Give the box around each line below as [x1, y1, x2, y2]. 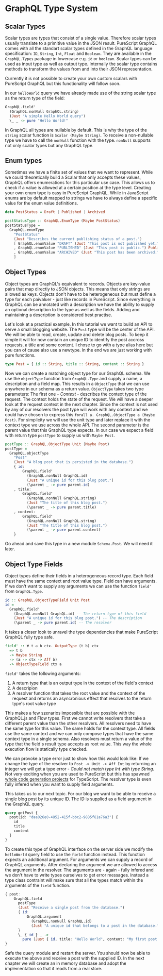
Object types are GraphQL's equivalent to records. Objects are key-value [5, 281, 150, 286]
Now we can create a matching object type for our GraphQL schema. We [5, 370, 151, 376]
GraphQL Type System [5, 3, 98, 14]
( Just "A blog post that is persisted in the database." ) [14, 460, 133, 465]
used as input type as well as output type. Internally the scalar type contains [5, 61, 158, 67]
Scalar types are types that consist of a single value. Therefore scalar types [5, 35, 157, 41]
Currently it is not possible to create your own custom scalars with [5, 76, 137, 81]
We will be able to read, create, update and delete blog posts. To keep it [5, 331, 149, 337]
